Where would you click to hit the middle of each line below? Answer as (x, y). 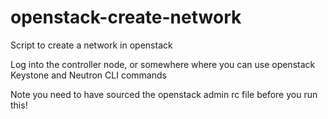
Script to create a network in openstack (91, 45)
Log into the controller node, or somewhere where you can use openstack (163, 64)
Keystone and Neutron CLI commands (88, 75)
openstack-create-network (126, 17)
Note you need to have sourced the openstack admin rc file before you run (164, 94)
